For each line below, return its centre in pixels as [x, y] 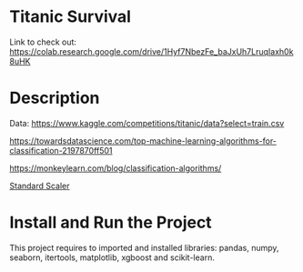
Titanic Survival [71, 17]
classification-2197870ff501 [61, 150]
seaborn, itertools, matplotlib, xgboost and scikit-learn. [112, 257]
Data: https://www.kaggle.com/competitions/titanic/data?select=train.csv [147, 123]
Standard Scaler [40, 186]
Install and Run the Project [111, 222]
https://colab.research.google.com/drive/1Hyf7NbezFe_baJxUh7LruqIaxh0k [151, 51]
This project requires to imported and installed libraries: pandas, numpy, [144, 247]
